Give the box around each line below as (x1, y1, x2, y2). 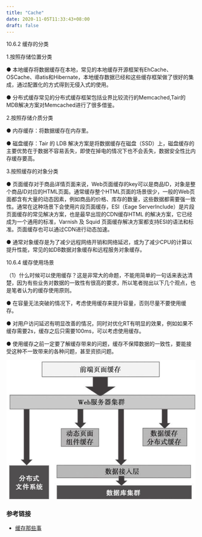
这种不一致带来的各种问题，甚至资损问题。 (11, 348, 117, 355)
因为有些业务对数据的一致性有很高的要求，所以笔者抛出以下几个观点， (16, 279, 191, 286)
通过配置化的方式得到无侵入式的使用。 (16, 81, 112, 89)
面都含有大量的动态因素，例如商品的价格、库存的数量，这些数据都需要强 (6, 196, 185, 203)
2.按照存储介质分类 (6, 115, 54, 122)
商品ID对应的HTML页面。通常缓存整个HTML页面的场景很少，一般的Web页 (11, 188, 195, 195)
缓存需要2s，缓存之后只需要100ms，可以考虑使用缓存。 (6, 327, 144, 334)
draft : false (6, 22, 39, 28)
